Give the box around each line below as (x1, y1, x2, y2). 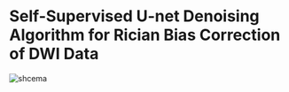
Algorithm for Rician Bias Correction (9, 25, 281, 45)
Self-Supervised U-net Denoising (9, 6, 260, 27)
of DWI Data (9, 44, 99, 64)
